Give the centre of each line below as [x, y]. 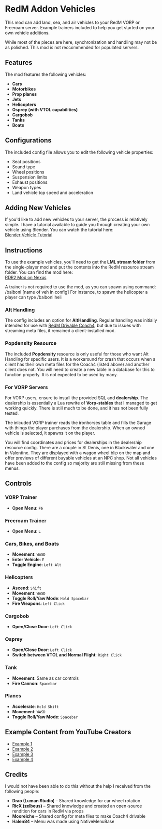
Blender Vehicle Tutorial [29, 235]
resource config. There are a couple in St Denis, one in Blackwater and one [80, 448]
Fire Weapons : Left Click [38, 603]
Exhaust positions [29, 182]
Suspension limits [29, 177]
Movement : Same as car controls [45, 678]
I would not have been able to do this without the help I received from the [78, 786]
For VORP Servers [27, 387]
